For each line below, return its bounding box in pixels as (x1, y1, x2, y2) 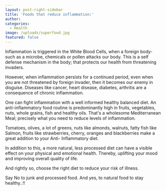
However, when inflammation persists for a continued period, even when (5, 74, 154, 80)
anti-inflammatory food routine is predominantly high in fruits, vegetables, (5, 105, 156, 111)
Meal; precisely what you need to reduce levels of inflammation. (5, 115, 136, 121)
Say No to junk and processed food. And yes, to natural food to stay (5, 175, 144, 181)
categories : (5, 21, 30, 26)
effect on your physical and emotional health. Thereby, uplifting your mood (5, 150, 158, 156)
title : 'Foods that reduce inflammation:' (5, 12, 94, 17)
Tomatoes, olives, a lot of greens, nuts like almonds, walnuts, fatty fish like (5, 125, 157, 130)
